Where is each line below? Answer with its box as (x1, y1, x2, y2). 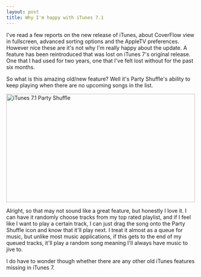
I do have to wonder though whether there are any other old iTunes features (6, 257, 195, 264)
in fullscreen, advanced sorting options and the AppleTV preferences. (6, 38, 180, 45)
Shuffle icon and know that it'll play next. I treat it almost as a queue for (6, 226, 183, 233)
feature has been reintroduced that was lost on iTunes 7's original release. (6, 50, 191, 58)
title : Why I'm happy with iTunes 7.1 (6, 15, 104, 21)
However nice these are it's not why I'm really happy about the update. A (6, 44, 187, 52)
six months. (6, 63, 35, 70)
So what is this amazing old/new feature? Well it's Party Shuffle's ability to (6, 75, 191, 82)
